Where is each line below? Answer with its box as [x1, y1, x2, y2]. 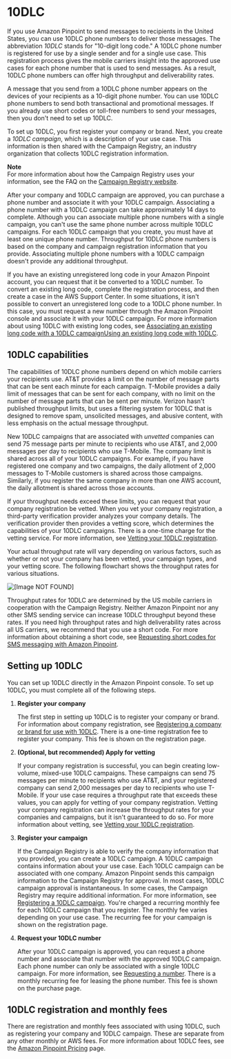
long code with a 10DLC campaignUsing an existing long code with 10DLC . [7, 329, 219, 337]
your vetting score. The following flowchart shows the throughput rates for [7, 561, 219, 570]
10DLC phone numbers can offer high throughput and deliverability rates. [7, 71, 215, 79]
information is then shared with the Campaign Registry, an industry [7, 142, 197, 150]
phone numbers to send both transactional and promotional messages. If [7, 99, 214, 107]
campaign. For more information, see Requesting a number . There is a [17, 969, 216, 977]
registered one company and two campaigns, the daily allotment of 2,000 [7, 461, 216, 470]
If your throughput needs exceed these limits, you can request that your [7, 497, 211, 505]
